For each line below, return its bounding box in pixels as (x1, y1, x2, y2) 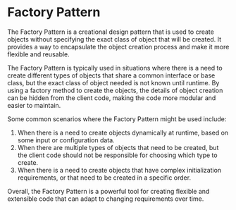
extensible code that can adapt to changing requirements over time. (7, 194, 204, 203)
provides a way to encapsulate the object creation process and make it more (7, 42, 230, 51)
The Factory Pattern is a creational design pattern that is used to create (7, 27, 215, 36)
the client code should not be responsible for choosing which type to (17, 151, 218, 159)
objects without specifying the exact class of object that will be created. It (7, 35, 222, 43)
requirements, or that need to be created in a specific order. (17, 173, 192, 182)
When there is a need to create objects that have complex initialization (17, 166, 222, 174)
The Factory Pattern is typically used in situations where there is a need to (7, 63, 223, 72)
